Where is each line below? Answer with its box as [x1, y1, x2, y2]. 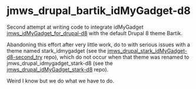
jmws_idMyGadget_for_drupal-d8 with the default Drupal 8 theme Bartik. [6, 29, 183, 36]
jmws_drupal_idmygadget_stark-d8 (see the [6, 60, 113, 67]
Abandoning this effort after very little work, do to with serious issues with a [6, 41, 191, 48]
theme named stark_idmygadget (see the [6, 47, 107, 54]
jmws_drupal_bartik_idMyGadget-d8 [6, 4, 191, 18]
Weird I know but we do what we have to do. [6, 77, 114, 84]
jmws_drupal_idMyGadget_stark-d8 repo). [6, 66, 109, 73]
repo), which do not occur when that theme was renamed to [44, 53, 190, 60]
